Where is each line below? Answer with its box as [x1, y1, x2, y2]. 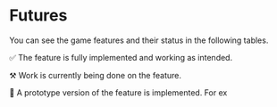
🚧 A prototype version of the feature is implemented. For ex [9, 86, 228, 98]
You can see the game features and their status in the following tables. [9, 35, 269, 45]
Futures [9, 5, 68, 26]
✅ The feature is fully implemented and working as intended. [9, 52, 233, 62]
